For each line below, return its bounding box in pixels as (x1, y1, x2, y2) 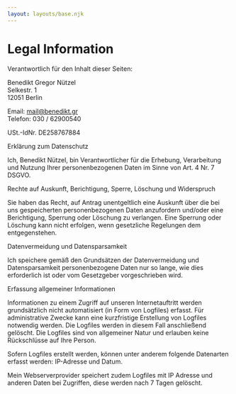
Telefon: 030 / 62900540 (7, 114, 82, 123)
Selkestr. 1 (7, 86, 38, 94)
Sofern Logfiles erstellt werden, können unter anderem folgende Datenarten (7, 349, 229, 358)
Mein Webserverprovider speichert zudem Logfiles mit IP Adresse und (7, 371, 213, 379)
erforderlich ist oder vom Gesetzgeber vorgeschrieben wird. (7, 271, 183, 279)
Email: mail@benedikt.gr (7, 107, 79, 116)
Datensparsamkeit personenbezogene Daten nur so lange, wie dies (7, 263, 204, 271)
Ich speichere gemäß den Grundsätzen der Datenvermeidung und (7, 256, 200, 264)
